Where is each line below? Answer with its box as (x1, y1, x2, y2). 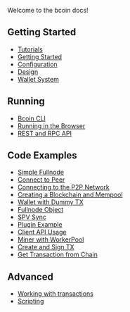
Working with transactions (17, 289, 93, 298)
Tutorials (17, 45, 44, 54)
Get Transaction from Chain (17, 250, 98, 259)
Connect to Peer (17, 175, 65, 184)
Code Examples (7, 149, 77, 161)
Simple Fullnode (17, 168, 65, 177)
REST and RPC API (17, 129, 72, 137)
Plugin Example (17, 220, 63, 229)
